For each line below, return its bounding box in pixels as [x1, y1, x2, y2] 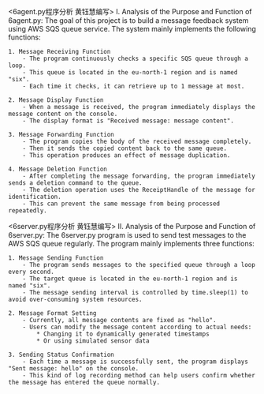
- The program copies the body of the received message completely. [22, 137, 252, 145]
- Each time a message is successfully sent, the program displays [22, 358, 248, 366]
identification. [8, 193, 61, 201]
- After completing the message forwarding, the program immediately [22, 172, 256, 180]
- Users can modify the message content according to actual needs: [22, 323, 252, 331]
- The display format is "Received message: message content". [22, 117, 235, 125]
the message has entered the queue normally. [8, 378, 160, 386]
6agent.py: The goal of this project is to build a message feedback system [8, 16, 249, 25]
